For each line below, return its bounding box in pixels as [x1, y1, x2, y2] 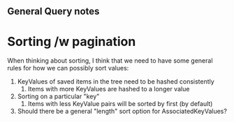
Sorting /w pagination [7, 33, 136, 49]
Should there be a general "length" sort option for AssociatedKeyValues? [17, 107, 227, 116]
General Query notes [7, 6, 100, 17]
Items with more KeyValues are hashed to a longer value [27, 85, 190, 93]
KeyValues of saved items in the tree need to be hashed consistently [17, 77, 214, 86]
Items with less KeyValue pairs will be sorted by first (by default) [27, 100, 213, 108]
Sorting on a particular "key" [17, 92, 100, 100]
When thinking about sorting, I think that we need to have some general [7, 56, 213, 65]
